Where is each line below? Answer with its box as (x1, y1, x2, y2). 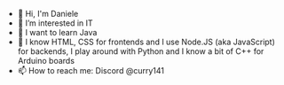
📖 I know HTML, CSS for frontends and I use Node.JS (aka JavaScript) (17, 36, 275, 47)
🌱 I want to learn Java (17, 27, 98, 37)
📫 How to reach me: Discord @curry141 (17, 66, 164, 75)
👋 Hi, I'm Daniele (17, 9, 79, 19)
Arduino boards (17, 56, 75, 66)
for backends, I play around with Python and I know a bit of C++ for (17, 46, 264, 57)
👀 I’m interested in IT (17, 18, 93, 28)
